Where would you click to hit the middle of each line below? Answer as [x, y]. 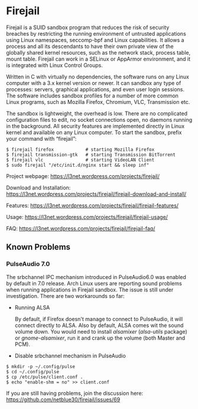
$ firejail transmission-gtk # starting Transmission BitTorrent [91, 155]
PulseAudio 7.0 [28, 264]
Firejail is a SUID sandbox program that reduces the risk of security [88, 27]
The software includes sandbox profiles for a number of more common [92, 96]
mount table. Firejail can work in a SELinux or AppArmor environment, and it [98, 59]
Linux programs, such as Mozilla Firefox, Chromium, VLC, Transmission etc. [98, 102]
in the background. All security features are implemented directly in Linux [95, 126]
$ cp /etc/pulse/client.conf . [45, 377]
